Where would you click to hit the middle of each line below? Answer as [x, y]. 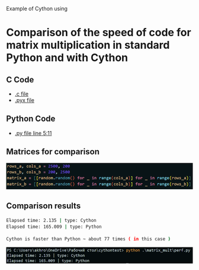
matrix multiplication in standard [88, 45]
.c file [21, 94]
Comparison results [44, 206]
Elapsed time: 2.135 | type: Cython [51, 220]
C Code [20, 80]
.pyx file [24, 100]
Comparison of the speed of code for [99, 33]
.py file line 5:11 [33, 133]
